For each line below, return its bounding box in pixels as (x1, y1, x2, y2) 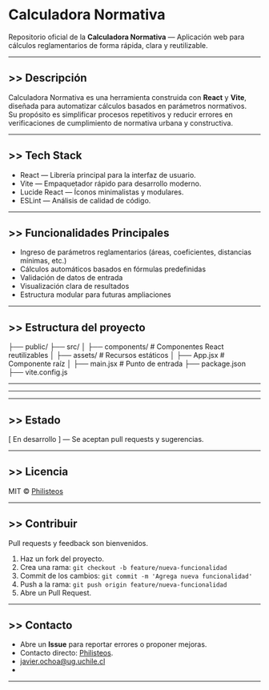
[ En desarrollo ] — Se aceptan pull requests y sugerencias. (8, 435, 204, 443)
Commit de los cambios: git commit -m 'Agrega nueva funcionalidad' (19, 571, 253, 580)
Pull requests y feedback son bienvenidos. (8, 538, 148, 548)
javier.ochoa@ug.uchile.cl (19, 656, 106, 666)
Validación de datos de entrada (19, 273, 123, 283)
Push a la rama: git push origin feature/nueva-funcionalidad (19, 579, 227, 589)
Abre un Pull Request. (19, 588, 92, 597)
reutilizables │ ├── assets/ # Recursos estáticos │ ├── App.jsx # (8, 351, 225, 360)
